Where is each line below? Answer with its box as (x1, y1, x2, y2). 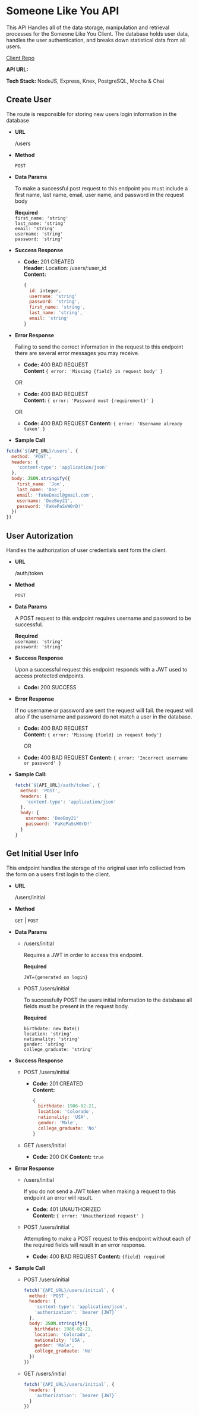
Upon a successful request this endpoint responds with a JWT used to (14, 666, 188, 673)
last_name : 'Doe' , (17, 487, 62, 492)
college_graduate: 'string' (23, 1046, 93, 1052)
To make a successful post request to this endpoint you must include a (14, 184, 188, 192)
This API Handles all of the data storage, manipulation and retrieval (6, 24, 169, 31)
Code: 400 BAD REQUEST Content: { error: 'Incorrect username (23, 754, 188, 761)
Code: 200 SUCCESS (23, 683, 77, 691)
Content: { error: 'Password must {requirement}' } (23, 397, 154, 404)
